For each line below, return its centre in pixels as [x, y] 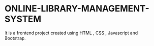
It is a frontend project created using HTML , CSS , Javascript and [71, 33]
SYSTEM [23, 19]
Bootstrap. [15, 38]
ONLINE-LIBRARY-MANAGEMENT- [77, 9]
